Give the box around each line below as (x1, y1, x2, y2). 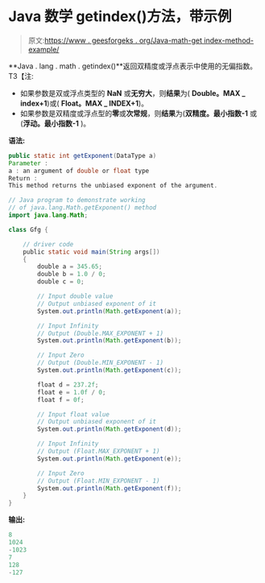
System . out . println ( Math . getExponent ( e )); (37, 454, 182, 463)
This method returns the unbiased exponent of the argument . (8, 182, 218, 190)
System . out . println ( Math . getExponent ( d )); (37, 425, 182, 433)
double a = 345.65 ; (37, 263, 103, 271)
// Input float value (37, 410, 110, 419)
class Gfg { (8, 225, 48, 234)
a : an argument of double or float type (8, 167, 150, 175)
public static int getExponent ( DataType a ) (8, 151, 157, 159)
